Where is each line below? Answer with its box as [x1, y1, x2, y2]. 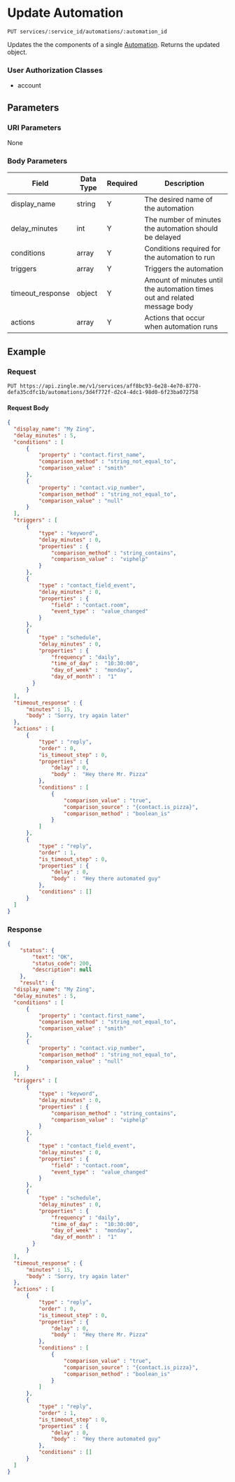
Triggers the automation [144, 264, 224, 274]
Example [7, 346, 46, 358]
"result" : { [20, 979, 55, 986]
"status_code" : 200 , [32, 960, 92, 967]
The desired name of [144, 195, 213, 205]
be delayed [144, 233, 181, 243]
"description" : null [32, 966, 92, 974]
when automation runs [144, 322, 218, 332]
